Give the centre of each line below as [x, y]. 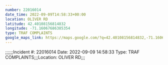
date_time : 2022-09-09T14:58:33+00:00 [45, 14]
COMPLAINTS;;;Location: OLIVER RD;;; [45, 57]
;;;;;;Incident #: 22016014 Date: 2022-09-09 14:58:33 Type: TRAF [72, 52]
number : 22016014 [23, 10]
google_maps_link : [24, 38]
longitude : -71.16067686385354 [38, 28]
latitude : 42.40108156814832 [35, 24]
